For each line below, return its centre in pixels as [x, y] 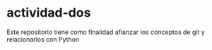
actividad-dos [49, 13]
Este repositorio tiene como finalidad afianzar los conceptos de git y [106, 32]
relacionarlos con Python [43, 39]
